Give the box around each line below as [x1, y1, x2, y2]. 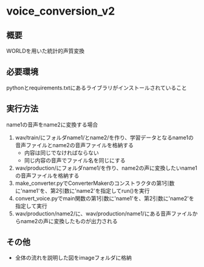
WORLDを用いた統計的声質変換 [6, 47, 85, 54]
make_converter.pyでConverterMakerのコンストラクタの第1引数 [15, 179, 175, 187]
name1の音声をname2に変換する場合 [6, 120, 98, 128]
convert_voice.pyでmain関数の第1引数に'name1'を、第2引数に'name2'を [15, 195, 194, 202]
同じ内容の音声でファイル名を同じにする [24, 156, 126, 164]
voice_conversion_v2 [6, 4, 115, 18]
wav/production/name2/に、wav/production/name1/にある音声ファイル [15, 210, 192, 217]
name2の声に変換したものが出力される [20, 217, 118, 224]
